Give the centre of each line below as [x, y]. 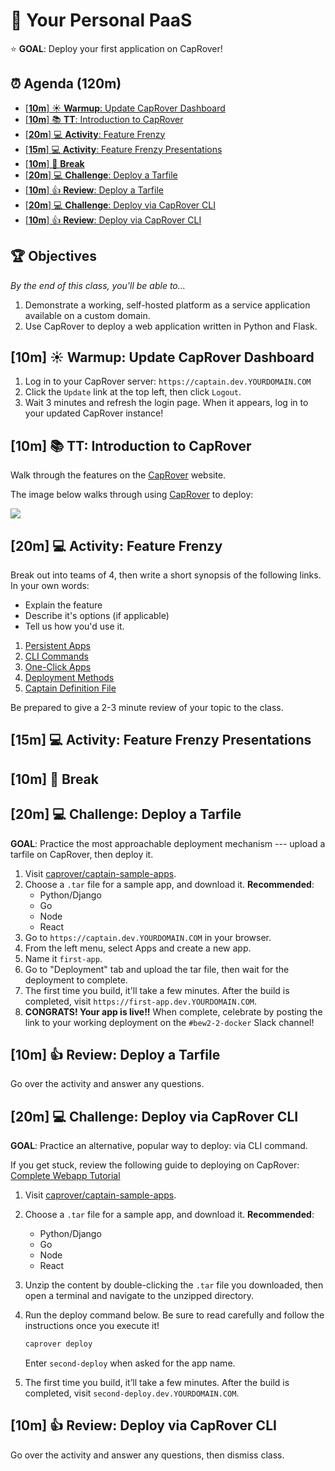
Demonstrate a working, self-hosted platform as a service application [167, 305]
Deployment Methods [69, 677]
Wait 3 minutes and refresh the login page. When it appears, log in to [166, 403]
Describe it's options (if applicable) [97, 615]
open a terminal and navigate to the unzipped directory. [139, 1296]
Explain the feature [63, 605]
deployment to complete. [76, 980]
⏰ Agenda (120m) [66, 84]
